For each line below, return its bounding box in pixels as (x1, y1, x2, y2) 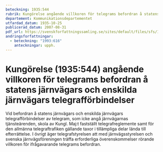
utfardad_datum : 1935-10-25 (5, 20, 62, 26)
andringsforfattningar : (5, 34, 54, 39)
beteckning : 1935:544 (5, 7, 49, 12)
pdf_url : (5, 29, 23, 34)
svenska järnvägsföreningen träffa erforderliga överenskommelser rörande (5, 136, 154, 142)
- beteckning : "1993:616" (10, 39, 62, 43)
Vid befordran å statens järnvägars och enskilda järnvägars (5, 111, 123, 116)
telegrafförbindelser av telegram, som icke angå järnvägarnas (5, 115, 129, 121)
